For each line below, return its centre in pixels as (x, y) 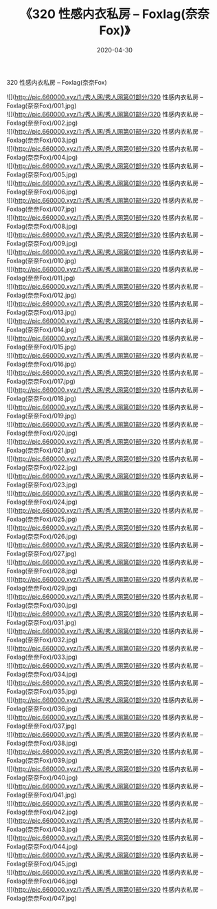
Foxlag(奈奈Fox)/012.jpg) (42, 295)
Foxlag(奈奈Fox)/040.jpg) (42, 777)
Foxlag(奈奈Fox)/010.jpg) (42, 261)
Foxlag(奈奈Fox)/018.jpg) (42, 398)
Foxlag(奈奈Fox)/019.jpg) (42, 416)
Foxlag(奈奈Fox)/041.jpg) (42, 795)
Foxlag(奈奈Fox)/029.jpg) (42, 588)
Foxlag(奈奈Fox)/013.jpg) (42, 312)
